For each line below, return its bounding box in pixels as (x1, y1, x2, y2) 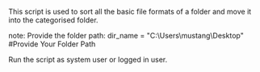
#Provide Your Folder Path (8, 39, 96, 49)
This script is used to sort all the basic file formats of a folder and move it (8, 7, 252, 16)
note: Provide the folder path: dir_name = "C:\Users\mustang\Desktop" (8, 31, 244, 40)
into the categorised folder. (8, 15, 99, 25)
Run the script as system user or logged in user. (8, 55, 168, 64)
